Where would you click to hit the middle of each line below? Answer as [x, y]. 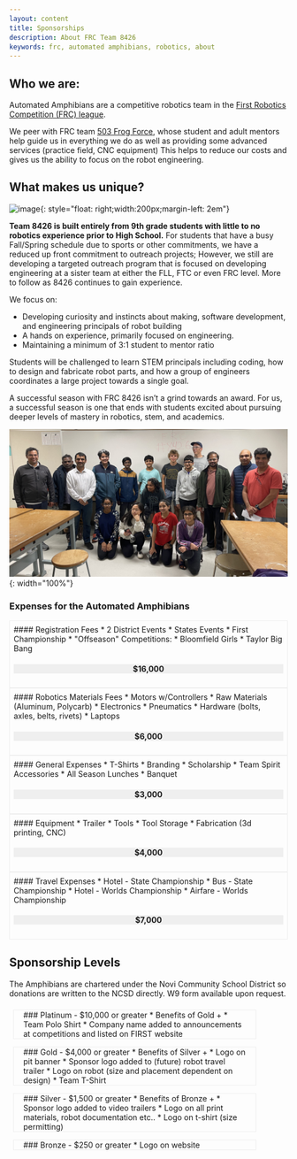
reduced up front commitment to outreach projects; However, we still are [141, 254]
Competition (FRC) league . [57, 114]
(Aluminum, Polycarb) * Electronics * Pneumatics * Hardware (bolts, [137, 707]
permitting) [43, 1126]
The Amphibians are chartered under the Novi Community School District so [148, 984]
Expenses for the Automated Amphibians [99, 606]
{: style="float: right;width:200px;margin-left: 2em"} [135, 209]
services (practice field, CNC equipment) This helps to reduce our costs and [148, 150]
